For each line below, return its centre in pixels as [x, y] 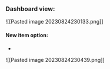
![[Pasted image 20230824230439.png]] [55, 60]
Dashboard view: [30, 9]
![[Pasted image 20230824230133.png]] [54, 22]
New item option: [27, 35]
